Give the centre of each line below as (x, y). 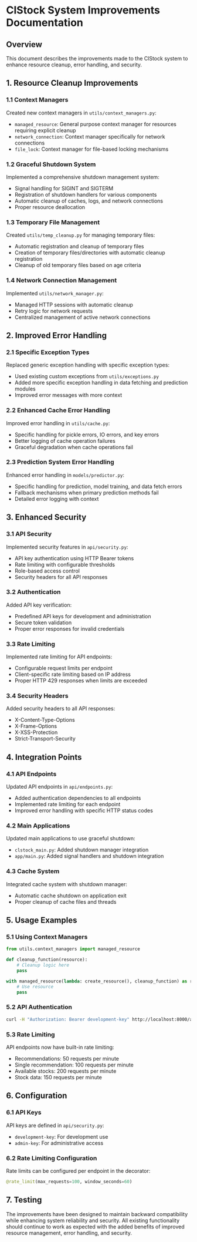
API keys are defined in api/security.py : (55, 1125)
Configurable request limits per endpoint (63, 668)
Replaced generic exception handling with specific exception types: (88, 365)
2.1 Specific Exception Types (48, 352)
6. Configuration (37, 1096)
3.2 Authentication (33, 592)
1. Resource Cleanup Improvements (72, 83)
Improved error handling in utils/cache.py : (58, 423)
